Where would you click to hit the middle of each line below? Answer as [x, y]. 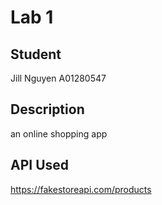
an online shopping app [59, 133]
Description [47, 109]
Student [36, 54]
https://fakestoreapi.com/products [81, 189]
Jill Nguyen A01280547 [58, 78]
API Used [40, 165]
